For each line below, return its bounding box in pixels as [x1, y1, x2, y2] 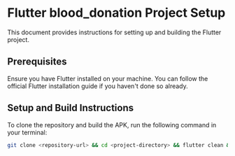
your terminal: [7, 128, 48, 136]
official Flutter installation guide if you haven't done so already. [7, 82, 189, 90]
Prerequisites [7, 56, 67, 68]
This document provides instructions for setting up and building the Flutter [7, 28, 222, 36]
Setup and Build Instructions [7, 102, 134, 114]
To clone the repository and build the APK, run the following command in [7, 120, 217, 129]
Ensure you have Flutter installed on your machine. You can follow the [7, 74, 208, 83]
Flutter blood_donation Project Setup [7, 5, 226, 21]
